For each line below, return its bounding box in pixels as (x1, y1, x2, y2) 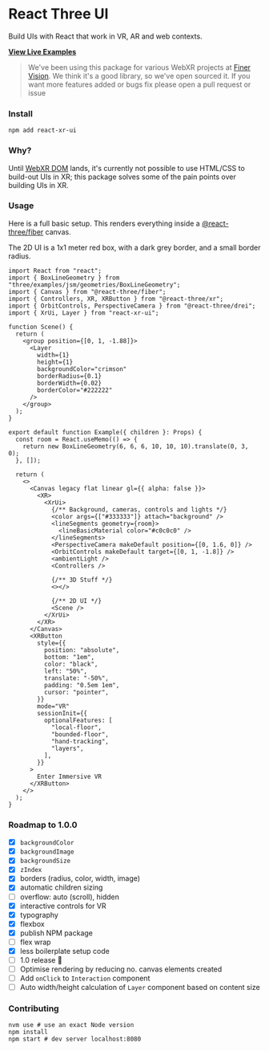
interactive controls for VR (19, 901, 106, 910)
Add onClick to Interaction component (19, 973, 151, 984)
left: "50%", (43, 667, 88, 675)
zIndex (19, 866, 42, 874)
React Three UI (8, 5, 109, 23)
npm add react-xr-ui (8, 126, 78, 135)
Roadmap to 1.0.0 (8, 819, 78, 830)
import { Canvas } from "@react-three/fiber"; (8, 287, 167, 295)
